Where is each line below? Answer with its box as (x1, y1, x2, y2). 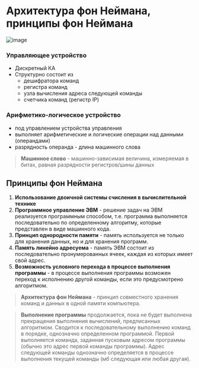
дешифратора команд (23, 77, 79, 84)
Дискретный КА (14, 65, 56, 72)
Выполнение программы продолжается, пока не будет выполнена (20, 311, 192, 318)
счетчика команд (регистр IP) (23, 96, 99, 103)
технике (14, 200, 37, 207)
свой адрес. (14, 257, 46, 264)
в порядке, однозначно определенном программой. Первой (20, 330, 175, 337)
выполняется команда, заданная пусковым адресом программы (20, 337, 185, 344)
